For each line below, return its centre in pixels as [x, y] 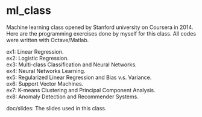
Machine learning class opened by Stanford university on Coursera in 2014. [100, 27]
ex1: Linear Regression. [35, 51]
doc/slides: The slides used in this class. [56, 108]
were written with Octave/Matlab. [48, 40]
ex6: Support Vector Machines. [45, 84]
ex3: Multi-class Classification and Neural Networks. [71, 65]
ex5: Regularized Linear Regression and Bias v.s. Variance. [79, 77]
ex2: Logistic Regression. [38, 58]
